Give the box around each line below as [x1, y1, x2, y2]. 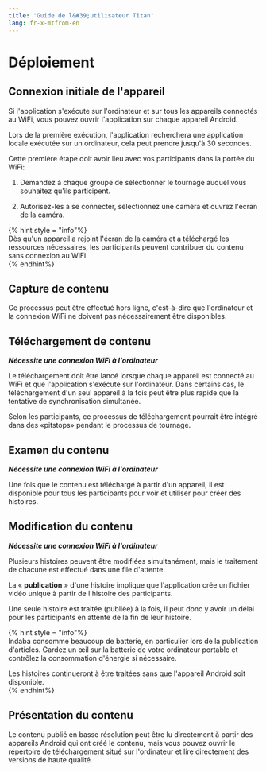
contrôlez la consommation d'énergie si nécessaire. [8, 653, 177, 662]
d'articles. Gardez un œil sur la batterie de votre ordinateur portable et [8, 645, 238, 654]
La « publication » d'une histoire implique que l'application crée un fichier [8, 580, 250, 589]
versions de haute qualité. [8, 755, 93, 764]
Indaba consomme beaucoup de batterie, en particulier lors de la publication [8, 636, 259, 646]
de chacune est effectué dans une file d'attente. [8, 564, 165, 574]
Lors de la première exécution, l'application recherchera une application [8, 130, 244, 139]
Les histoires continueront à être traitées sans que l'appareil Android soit [8, 669, 246, 678]
